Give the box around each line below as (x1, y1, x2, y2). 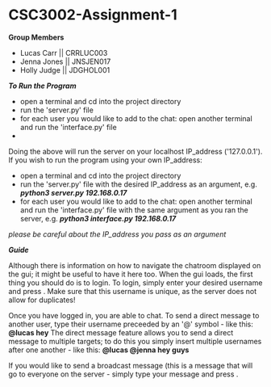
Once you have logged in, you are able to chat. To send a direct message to (8, 310, 260, 320)
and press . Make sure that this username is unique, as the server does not (8, 286, 257, 296)
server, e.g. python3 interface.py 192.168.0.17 (19, 213, 177, 223)
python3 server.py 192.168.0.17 (19, 187, 127, 197)
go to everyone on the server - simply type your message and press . (8, 369, 239, 379)
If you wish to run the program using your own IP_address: (8, 155, 203, 165)
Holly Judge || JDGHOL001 (19, 65, 110, 74)
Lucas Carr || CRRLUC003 (19, 48, 108, 57)
